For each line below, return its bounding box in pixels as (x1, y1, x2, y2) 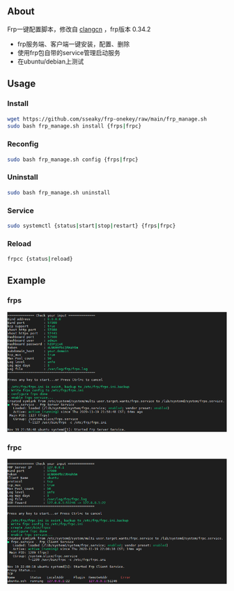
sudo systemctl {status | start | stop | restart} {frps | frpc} (7, 222, 176, 229)
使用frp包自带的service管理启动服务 (17, 48, 120, 56)
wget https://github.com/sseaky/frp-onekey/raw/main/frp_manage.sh (7, 115, 208, 123)
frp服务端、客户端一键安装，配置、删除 (17, 40, 130, 48)
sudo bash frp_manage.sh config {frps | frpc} (7, 156, 139, 163)
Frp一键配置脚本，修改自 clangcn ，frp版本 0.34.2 (7, 24, 151, 33)
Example (7, 275, 46, 286)
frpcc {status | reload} (7, 256, 73, 263)
